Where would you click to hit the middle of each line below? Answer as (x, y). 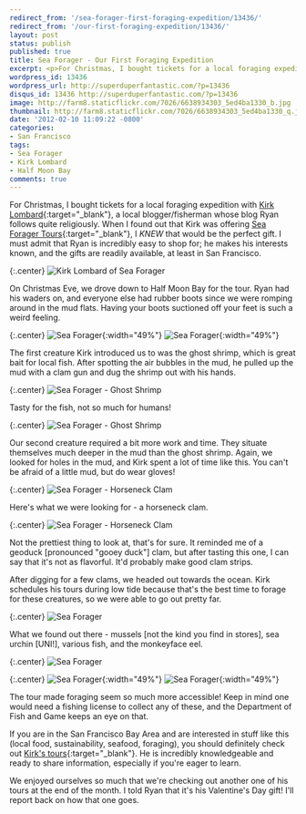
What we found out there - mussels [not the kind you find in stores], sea (144, 634)
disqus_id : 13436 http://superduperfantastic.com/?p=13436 (124, 94)
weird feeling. (35, 318)
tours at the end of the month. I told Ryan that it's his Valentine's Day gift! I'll (152, 790)
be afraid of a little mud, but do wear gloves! (92, 472)
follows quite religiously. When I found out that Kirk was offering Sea (138, 224)
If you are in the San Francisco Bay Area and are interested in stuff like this (149, 734)
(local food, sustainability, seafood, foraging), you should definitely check (147, 744)
